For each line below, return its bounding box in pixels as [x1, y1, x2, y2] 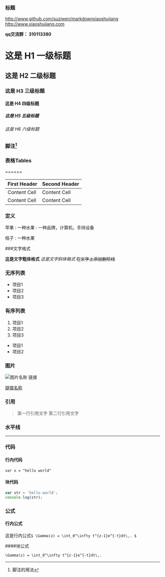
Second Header [42, 180, 80, 187]
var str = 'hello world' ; [5, 490, 58, 495]
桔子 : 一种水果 [5, 235, 35, 241]
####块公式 [5, 543, 29, 549]
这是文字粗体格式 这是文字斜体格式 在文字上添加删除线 [5, 256, 115, 262]
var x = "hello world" [5, 468, 52, 473]
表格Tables [5, 157, 32, 164]
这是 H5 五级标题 [5, 112, 39, 119]
